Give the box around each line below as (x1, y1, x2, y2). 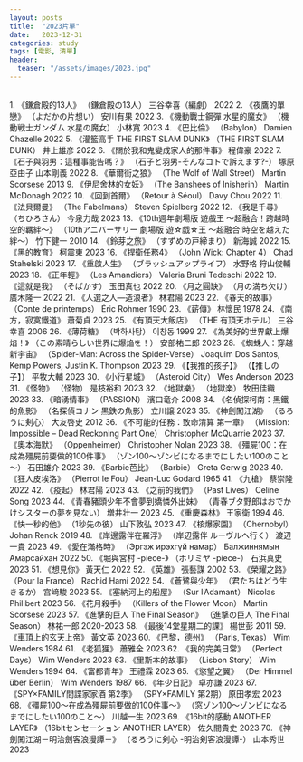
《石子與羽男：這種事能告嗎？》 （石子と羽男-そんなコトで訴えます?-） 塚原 (9, 156, 295, 167)
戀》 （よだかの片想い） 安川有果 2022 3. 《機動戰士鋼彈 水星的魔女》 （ (9, 111, 282, 121)
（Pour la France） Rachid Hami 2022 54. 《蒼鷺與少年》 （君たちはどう (9, 574, 280, 585)
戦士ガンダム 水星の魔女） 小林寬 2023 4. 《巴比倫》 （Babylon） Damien (16, 121, 293, 132)
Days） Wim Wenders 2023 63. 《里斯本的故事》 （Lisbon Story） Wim (9, 654, 277, 665)
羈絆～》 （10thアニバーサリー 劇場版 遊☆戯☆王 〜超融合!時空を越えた (24, 224, 290, 235)
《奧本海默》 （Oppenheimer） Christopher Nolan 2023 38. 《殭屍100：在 (9, 439, 288, 449)
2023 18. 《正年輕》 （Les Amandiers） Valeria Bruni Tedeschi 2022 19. (9, 269, 278, 280)
